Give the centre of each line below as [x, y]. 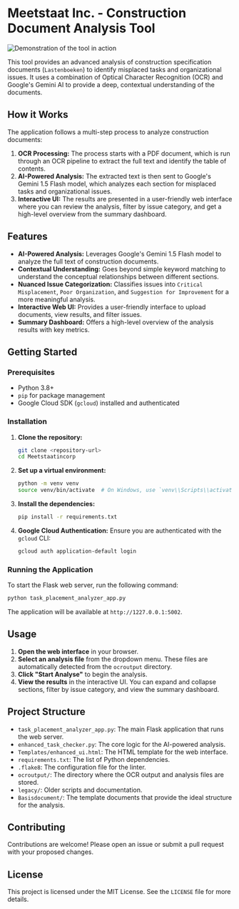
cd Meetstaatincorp [47, 457]
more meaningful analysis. [56, 299]
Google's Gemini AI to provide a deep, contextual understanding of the [111, 84]
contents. [32, 169]
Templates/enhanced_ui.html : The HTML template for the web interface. [123, 752]
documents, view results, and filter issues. [80, 314]
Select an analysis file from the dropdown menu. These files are [113, 659]
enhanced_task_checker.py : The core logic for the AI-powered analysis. [122, 744]
